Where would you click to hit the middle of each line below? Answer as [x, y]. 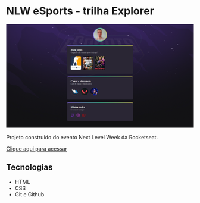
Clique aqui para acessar [37, 149]
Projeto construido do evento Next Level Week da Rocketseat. [82, 138]
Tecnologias [29, 168]
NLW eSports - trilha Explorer [80, 11]
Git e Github [29, 194]
